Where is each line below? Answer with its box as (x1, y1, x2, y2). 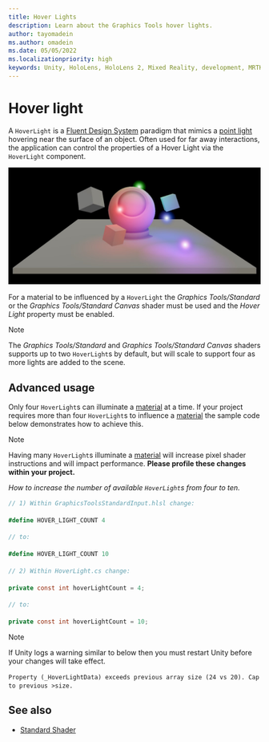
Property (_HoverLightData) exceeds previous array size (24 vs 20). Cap (8, 674, 260, 682)
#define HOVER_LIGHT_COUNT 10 (8, 550, 110, 558)
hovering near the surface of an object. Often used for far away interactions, (8, 134, 260, 144)
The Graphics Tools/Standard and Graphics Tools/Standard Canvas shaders (8, 341, 261, 351)
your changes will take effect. (8, 656, 106, 666)
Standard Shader (19, 724, 76, 734)
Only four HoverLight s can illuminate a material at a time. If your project (8, 402, 243, 412)
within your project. (8, 467, 75, 476)
